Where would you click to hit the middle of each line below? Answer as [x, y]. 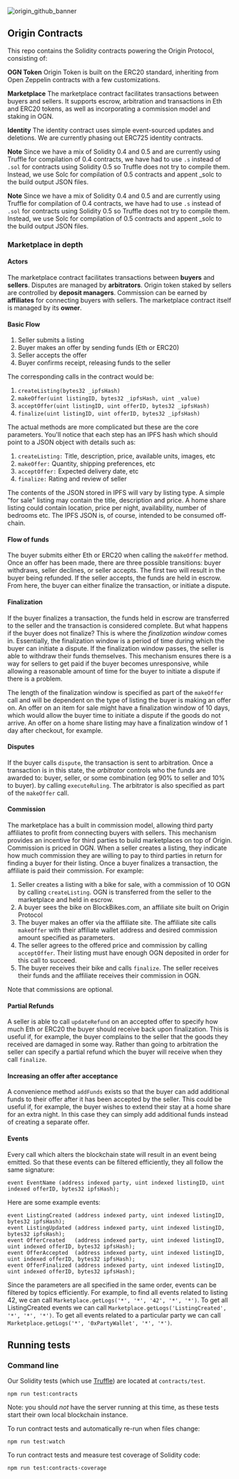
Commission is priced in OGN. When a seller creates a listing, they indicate [117, 848]
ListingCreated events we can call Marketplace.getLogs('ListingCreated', [117, 1308]
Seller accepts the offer [52, 355]
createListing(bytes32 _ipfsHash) [69, 391]
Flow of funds [28, 539]
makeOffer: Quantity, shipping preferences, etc [86, 463]
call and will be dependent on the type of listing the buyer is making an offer [119, 700]
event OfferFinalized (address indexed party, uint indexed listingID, [116, 1265]
